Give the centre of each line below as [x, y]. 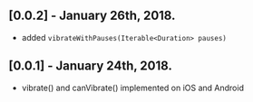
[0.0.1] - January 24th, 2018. [91, 66]
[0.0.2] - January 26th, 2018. [92, 16]
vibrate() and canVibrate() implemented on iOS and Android [132, 88]
